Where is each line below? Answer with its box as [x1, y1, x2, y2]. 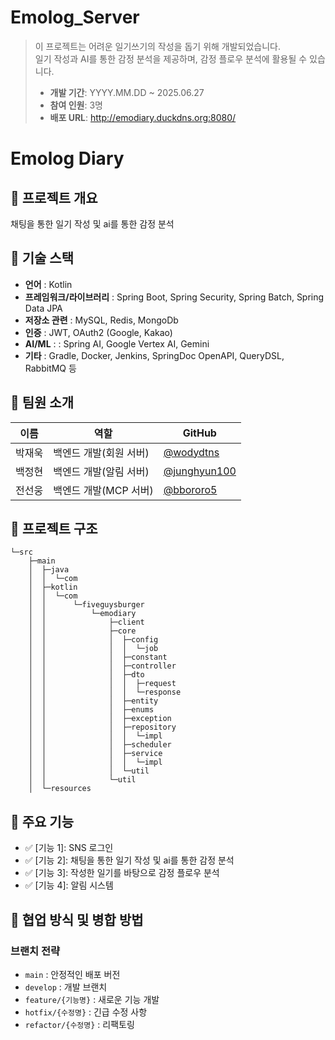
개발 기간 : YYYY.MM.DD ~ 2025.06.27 [49, 86, 205, 98]
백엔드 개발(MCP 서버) [53, 483, 154, 497]
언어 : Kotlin [24, 278, 73, 290]
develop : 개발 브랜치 [24, 981, 108, 993]
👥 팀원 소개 [10, 394, 75, 411]
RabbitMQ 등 [24, 362, 77, 374]
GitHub [182, 426, 217, 440]
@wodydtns [163, 445, 220, 459]
